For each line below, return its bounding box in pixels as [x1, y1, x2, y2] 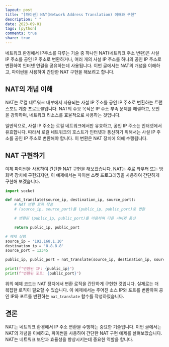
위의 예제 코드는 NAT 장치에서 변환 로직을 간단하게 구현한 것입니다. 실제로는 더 [5, 281, 159, 287]
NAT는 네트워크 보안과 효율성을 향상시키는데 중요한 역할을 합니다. [5, 336, 134, 342]
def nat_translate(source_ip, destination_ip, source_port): [5, 197, 136, 202]
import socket [5, 188, 35, 193]
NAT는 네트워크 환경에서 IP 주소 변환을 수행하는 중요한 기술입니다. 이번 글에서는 [5, 323, 162, 330]
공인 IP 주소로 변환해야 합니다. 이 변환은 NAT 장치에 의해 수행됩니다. [14, 135, 148, 141]
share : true [5, 36, 30, 41]
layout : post [5, 7, 33, 13]
